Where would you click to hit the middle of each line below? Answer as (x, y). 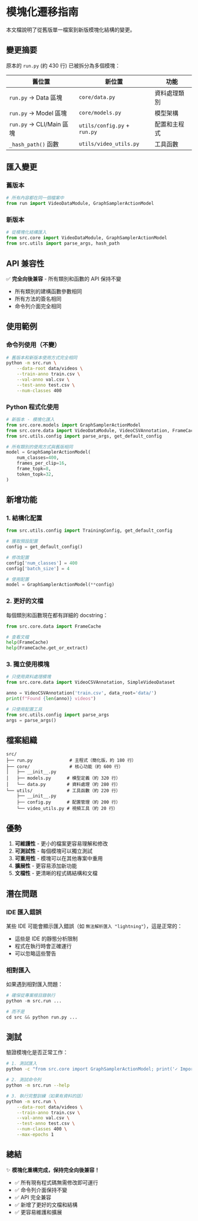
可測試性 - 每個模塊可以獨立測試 (54, 851)
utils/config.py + (104, 125)
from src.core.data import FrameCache (54, 626)
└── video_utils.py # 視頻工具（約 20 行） (67, 809)
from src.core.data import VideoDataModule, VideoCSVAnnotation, (88, 430)
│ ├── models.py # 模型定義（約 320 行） (63, 778)
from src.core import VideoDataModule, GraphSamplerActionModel (87, 238)
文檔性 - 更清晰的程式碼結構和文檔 (56, 873)
